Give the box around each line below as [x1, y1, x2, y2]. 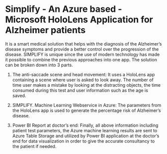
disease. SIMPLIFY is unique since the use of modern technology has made [5, 51, 160, 57]
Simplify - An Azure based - [5, 3, 122, 15]
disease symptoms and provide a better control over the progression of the [5, 46, 159, 52]
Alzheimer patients [5, 25, 86, 36]
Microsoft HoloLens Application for [5, 14, 153, 25]
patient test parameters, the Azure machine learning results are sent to [12, 127, 158, 133]
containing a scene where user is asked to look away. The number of [12, 77, 154, 83]
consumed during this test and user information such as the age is [12, 87, 148, 93]
